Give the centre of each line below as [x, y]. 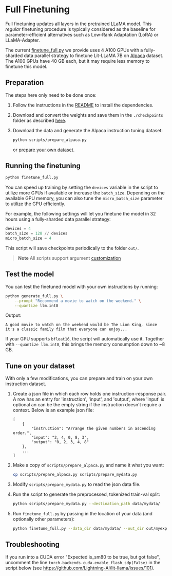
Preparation [25, 83]
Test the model [30, 274]
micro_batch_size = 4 [28, 238]
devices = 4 [18, 229]
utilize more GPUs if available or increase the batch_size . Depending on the [85, 193]
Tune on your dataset [40, 366]
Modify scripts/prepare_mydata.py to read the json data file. [77, 484]
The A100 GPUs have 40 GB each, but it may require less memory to [78, 61]
